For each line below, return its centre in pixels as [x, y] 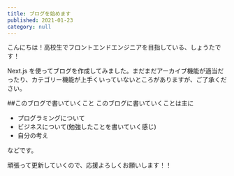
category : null [29, 27]
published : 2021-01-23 [40, 20]
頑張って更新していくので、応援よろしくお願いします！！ [90, 166]
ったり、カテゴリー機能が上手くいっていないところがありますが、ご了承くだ [117, 80]
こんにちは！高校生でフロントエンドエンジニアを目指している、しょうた [111, 47]
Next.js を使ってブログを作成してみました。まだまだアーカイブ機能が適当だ [116, 71]
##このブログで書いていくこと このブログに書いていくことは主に [101, 103]
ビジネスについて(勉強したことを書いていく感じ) [87, 127]
